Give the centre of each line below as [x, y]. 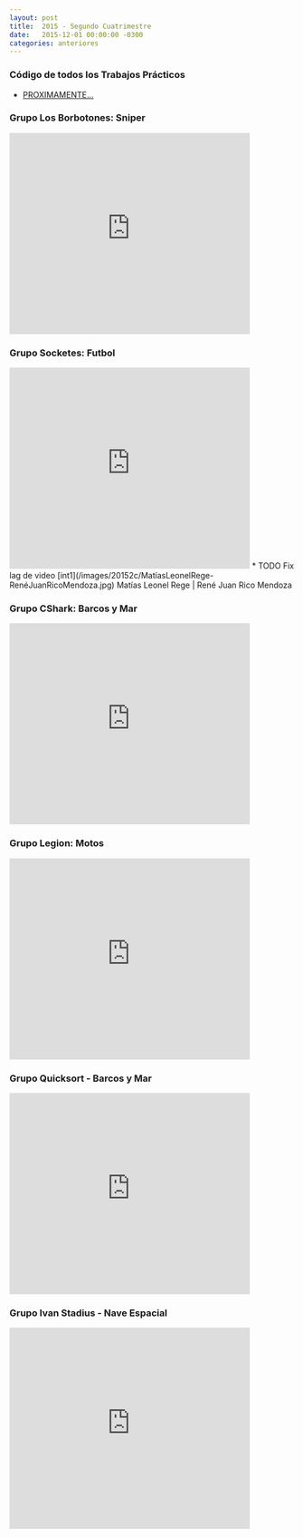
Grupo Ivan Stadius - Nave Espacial [88, 1313]
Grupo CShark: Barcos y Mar [73, 608]
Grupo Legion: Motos [57, 843]
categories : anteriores [54, 43]
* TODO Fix [273, 566]
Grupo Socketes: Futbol [62, 353]
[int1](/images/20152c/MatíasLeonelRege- [136, 576]
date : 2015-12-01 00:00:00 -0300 [76, 34]
